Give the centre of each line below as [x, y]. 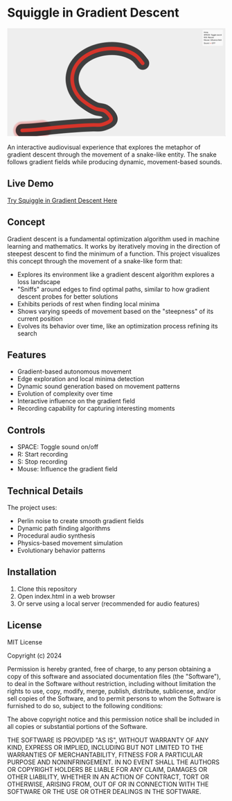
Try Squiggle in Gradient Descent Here [62, 200]
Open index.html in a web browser [66, 596]
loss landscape [39, 281]
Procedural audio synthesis [56, 536]
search [27, 333]
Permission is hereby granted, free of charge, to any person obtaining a [109, 669]
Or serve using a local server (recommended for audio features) [108, 604]
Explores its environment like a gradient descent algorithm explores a [116, 274]
